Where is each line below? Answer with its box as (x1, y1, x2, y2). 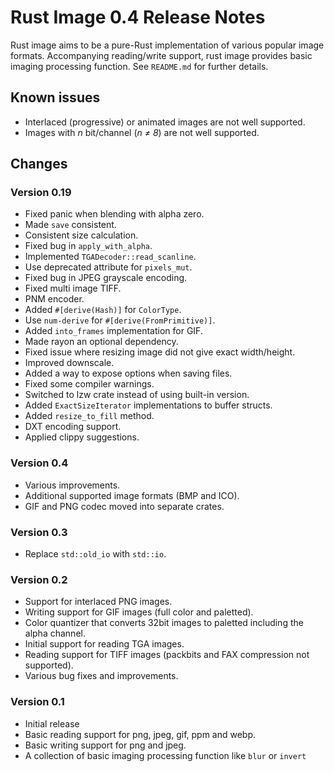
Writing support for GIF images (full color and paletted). (24, 606, 254, 618)
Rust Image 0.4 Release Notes (10, 6, 266, 29)
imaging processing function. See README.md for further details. (10, 60, 269, 72)
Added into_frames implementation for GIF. (24, 325, 203, 337)
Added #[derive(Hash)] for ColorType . (24, 304, 182, 316)
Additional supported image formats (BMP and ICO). (24, 489, 240, 501)
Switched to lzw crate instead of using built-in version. (24, 389, 250, 401)
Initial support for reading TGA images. (24, 638, 185, 650)
